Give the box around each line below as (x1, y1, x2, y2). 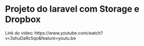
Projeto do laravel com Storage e (5, 3, 140, 15)
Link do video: (5, 30, 34, 36)
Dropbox (5, 14, 41, 25)
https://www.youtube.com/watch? (34, 30, 103, 36)
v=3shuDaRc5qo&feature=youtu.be (5, 35, 76, 41)
